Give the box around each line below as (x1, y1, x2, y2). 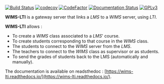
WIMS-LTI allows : (5, 23, 43, 29)
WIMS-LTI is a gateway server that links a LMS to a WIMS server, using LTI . (5, 14, 158, 20)
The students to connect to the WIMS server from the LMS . (12, 43, 132, 49)
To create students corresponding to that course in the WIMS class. (12, 38, 149, 44)
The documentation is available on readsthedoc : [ (5, 68, 106, 74)
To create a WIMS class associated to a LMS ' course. (12, 33, 120, 39)
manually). (12, 59, 34, 64)
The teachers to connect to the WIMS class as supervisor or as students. (12, 49, 160, 54)
